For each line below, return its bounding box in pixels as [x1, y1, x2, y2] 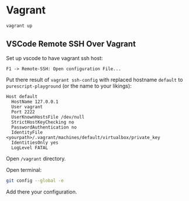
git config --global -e [6, 178, 64, 183]
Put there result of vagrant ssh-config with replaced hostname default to [6, 76, 183, 83]
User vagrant [11, 103, 43, 110]
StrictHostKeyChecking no [11, 119, 75, 125]
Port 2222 [11, 109, 35, 115]
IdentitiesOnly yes [11, 140, 59, 145]
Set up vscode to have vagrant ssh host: [6, 54, 103, 61]
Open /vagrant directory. [6, 155, 66, 162]
